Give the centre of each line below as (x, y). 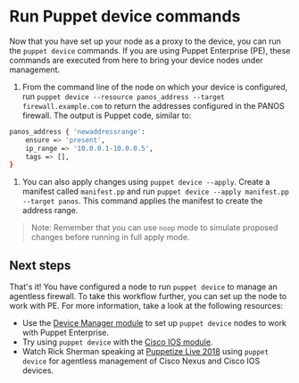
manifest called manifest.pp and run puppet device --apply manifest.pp (156, 191)
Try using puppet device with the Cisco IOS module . (117, 342)
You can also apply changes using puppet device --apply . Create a (146, 182)
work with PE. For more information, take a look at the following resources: (146, 306)
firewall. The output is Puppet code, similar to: (107, 115)
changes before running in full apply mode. (110, 237)
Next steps (40, 265)
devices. (38, 371)
